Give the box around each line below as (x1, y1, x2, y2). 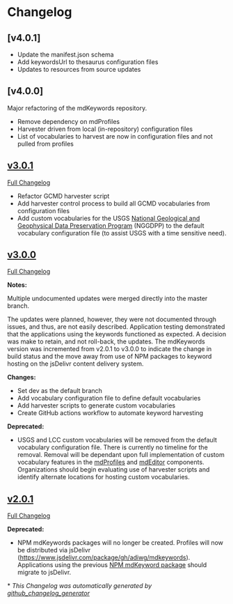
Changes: (7, 373, 36, 382)
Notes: (7, 281, 28, 289)
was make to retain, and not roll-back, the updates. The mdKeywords (7, 337, 205, 346)
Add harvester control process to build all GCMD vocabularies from (17, 199, 211, 208)
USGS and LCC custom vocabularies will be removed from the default (17, 436, 218, 444)
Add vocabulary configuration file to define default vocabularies (17, 394, 201, 403)
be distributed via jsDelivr (17, 546, 91, 555)
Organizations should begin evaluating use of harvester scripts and (17, 465, 210, 474)
